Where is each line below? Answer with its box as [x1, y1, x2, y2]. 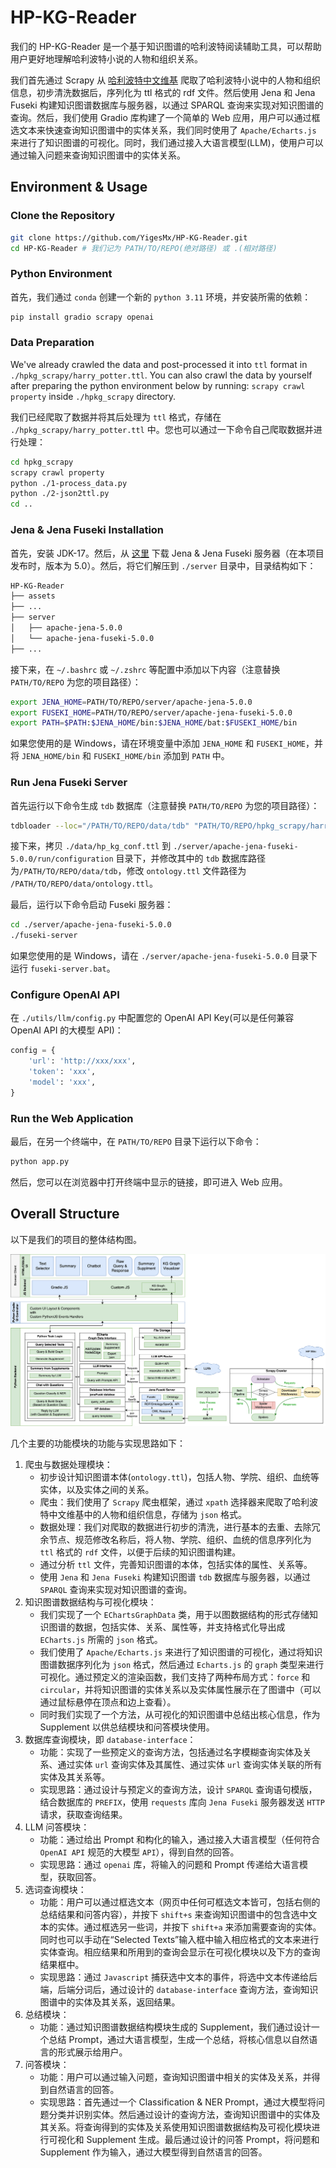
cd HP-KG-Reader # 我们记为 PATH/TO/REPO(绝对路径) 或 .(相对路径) [10, 243, 278, 253]
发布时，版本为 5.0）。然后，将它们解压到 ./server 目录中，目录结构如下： [10, 559, 317, 571]
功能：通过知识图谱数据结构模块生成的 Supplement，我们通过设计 [39, 2021, 312, 2033]
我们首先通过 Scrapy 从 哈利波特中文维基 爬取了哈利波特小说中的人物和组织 [10, 74, 322, 86]
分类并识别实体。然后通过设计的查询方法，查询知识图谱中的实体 [48, 2108, 312, 2120]
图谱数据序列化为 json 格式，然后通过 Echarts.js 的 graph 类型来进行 [39, 1658, 325, 1670]
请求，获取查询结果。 [39, 1808, 128, 1820]
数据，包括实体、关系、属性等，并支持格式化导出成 [74, 1621, 286, 1633]
